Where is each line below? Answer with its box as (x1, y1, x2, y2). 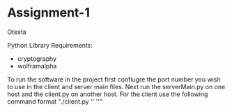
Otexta (7, 28, 26, 36)
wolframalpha (17, 62, 57, 70)
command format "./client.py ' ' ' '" (7, 97, 103, 105)
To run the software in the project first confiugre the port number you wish (7, 75, 221, 84)
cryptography (17, 54, 57, 63)
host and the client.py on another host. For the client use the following (7, 90, 208, 98)
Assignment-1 (7, 5, 91, 21)
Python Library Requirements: (7, 41, 93, 49)
